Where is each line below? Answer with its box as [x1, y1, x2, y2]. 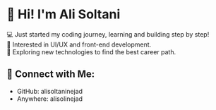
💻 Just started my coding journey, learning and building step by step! [6, 30, 210, 38]
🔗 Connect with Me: [6, 68, 95, 80]
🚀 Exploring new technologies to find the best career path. [6, 47, 176, 56]
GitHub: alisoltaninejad [16, 87, 83, 95]
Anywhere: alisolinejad [16, 94, 83, 103]
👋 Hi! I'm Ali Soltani [6, 6, 121, 23]
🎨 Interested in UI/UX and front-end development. [6, 40, 152, 49]
